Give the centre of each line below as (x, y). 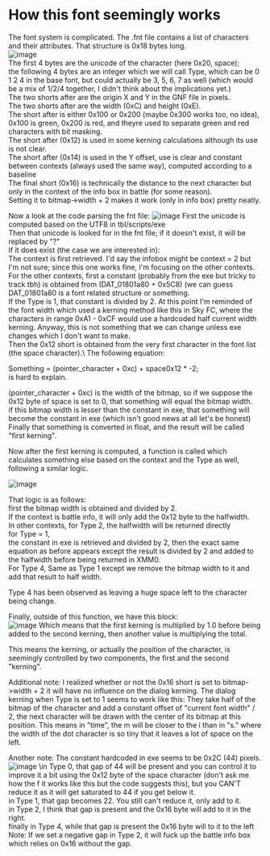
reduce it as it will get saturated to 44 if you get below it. (102, 791)
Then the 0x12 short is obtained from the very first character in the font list (132, 344)
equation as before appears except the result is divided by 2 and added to (131, 551)
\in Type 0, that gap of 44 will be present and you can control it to (147, 766)
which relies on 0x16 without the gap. (71, 843)
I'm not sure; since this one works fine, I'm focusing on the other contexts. (132, 267)
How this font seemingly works (114, 15)
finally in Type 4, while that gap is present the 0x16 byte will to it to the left (131, 826)
